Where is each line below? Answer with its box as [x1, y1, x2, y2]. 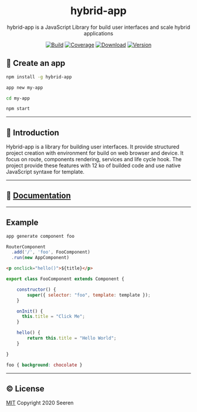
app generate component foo [6, 233, 75, 239]
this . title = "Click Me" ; [21, 314, 85, 320]
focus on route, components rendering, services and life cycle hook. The [6, 156, 182, 163]
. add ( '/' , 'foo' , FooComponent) [11, 249, 91, 255]
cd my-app [6, 95, 30, 101]
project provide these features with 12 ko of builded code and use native [6, 162, 181, 169]
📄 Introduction [6, 128, 60, 138]
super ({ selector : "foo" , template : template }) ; [27, 292, 151, 298]
